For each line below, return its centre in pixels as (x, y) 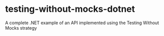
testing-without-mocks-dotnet (70, 9)
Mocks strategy (21, 28)
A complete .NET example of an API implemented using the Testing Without (82, 23)
